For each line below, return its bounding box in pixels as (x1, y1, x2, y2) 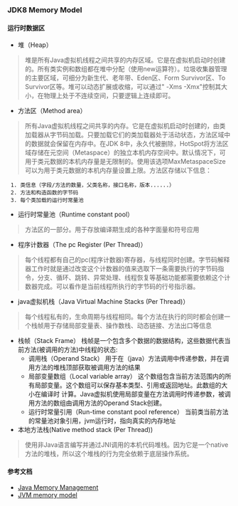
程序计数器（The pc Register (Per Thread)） (17, 241, 147, 249)
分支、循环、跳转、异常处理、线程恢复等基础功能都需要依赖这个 (37, 273, 225, 282)
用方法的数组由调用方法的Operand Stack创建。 (28, 399, 166, 407)
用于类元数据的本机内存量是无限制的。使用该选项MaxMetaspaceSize (24, 157, 226, 166)
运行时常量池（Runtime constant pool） (17, 210, 134, 218)
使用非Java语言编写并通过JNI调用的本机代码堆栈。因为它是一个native (24, 441, 229, 449)
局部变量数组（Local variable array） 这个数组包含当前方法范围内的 (28, 372, 225, 381)
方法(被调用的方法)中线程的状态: (23, 345, 119, 354)
